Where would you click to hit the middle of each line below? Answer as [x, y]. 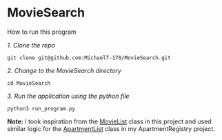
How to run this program [42, 32]
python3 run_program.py [41, 108]
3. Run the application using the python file [68, 96]
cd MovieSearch [29, 83]
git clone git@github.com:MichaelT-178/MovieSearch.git [89, 58]
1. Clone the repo [31, 45]
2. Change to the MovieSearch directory [64, 70]
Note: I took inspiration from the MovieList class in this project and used [109, 121]
